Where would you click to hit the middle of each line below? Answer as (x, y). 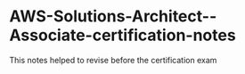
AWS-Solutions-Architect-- (113, 16)
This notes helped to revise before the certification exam (113, 60)
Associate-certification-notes (122, 35)
